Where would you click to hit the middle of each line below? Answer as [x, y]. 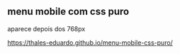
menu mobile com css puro [68, 12]
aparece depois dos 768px [46, 28]
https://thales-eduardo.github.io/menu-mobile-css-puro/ [90, 43]
